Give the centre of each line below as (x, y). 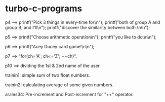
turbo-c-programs (44, 9)
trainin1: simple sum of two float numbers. (48, 75)
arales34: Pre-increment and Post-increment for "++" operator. (69, 94)
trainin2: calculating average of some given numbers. (59, 85)
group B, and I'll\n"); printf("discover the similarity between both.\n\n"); (78, 27)
